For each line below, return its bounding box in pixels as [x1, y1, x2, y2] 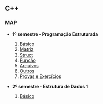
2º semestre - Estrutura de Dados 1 [12, 83, 88, 89]
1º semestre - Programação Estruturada [12, 31, 98, 37]
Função [19, 57, 36, 63]
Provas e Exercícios [19, 73, 62, 80]
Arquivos [19, 62, 39, 68]
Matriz [19, 46, 34, 53]
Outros [19, 68, 34, 74]
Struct [19, 51, 33, 58]
